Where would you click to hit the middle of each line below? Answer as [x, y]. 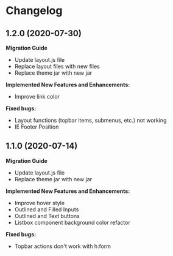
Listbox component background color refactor [72, 222]
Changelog [34, 11]
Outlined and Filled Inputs [47, 209]
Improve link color [37, 96]
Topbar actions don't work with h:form [62, 246]
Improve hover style [40, 203]
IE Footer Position [37, 127]
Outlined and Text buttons [47, 216]
